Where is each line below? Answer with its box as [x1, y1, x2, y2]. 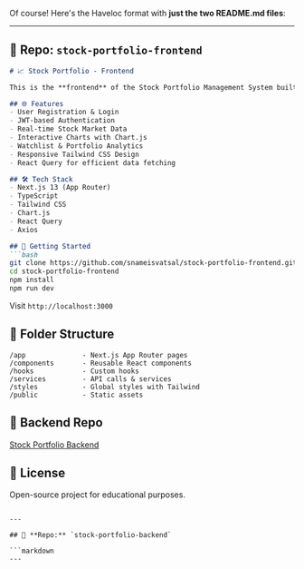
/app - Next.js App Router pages [9, 350, 188, 359]
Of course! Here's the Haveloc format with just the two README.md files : [9, 8, 287, 18]
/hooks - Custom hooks [9, 367, 140, 376]
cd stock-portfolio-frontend [9, 267, 119, 276]
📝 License [9, 465, 66, 480]
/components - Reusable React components [9, 358, 193, 368]
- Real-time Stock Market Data [9, 124, 128, 134]
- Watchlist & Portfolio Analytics [9, 141, 144, 151]
